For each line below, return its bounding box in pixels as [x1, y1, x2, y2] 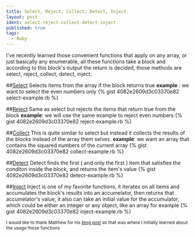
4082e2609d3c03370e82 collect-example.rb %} [6, 148, 124, 155]
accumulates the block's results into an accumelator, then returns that [6, 190, 174, 196]
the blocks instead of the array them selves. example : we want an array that [6, 136, 190, 142]
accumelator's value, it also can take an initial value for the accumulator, [6, 195, 180, 202]
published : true [6, 25, 46, 31]
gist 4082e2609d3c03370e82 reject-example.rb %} [6, 118, 133, 125]
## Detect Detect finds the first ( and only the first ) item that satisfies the [6, 159, 181, 166]
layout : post [6, 14, 38, 20]
